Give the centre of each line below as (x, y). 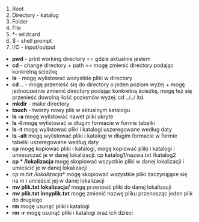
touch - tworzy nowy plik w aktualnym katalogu (71, 110)
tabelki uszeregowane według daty (55, 142)
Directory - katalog (35, 15)
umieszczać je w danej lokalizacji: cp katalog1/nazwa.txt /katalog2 (94, 155)
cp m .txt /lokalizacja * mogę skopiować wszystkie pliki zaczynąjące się (99, 174)
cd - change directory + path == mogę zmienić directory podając (93, 65)
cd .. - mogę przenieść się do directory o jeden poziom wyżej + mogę (98, 84)
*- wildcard (26, 34)
